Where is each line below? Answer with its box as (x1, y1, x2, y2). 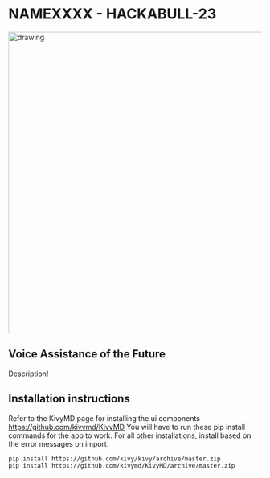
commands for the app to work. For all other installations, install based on (8, 431, 252, 440)
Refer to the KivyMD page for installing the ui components (8, 413, 201, 423)
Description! (8, 369, 49, 378)
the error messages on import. (8, 439, 109, 448)
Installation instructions (8, 392, 130, 406)
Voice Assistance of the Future (8, 347, 166, 362)
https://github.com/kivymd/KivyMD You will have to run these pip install (8, 422, 246, 431)
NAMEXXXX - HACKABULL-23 (8, 5, 217, 23)
